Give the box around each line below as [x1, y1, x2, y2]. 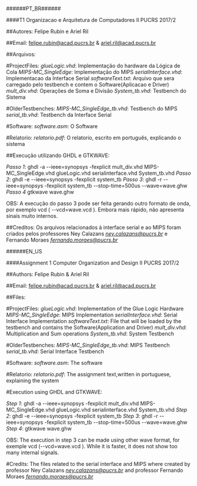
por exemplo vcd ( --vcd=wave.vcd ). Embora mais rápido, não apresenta [6, 206, 184, 213]
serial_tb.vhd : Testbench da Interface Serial [6, 112, 112, 118]
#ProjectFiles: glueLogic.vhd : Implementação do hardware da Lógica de [6, 62, 181, 69]
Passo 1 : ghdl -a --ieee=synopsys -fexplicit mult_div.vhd [6, 164, 143, 170]
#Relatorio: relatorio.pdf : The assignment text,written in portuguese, [6, 371, 172, 377]
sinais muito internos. [6, 213, 58, 219]
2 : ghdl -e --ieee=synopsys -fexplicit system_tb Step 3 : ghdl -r [6, 413, 158, 419]
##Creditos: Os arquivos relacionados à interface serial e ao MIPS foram [6, 224, 181, 231]
